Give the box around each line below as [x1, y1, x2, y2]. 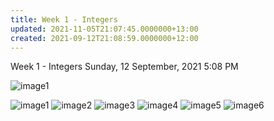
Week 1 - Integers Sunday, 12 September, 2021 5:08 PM [10, 61, 239, 73]
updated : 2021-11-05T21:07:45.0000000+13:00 [10, 24, 199, 34]
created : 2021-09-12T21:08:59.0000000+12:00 [10, 33, 199, 43]
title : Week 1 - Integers [10, 14, 118, 25]
